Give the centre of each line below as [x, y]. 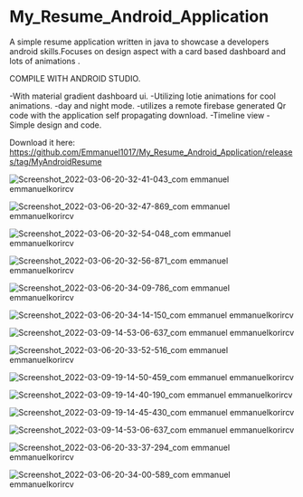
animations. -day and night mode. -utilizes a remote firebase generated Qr [148, 105]
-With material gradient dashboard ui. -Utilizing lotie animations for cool [142, 96]
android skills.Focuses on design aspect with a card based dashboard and [148, 51]
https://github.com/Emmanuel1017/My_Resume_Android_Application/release [151, 152]
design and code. [69, 125]
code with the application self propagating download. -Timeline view [137, 115]
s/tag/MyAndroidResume [56, 161]
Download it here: [42, 142]
